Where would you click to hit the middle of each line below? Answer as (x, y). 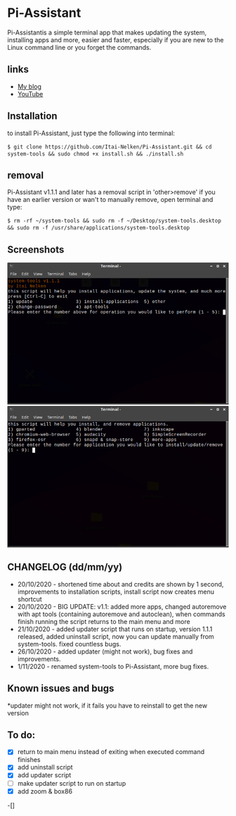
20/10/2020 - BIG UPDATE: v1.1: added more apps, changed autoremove (122, 606)
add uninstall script (45, 767)
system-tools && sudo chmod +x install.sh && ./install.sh (96, 154)
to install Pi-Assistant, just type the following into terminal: (91, 133)
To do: (21, 735)
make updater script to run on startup (72, 783)
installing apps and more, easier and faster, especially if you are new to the (116, 39)
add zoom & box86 (45, 791)
